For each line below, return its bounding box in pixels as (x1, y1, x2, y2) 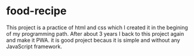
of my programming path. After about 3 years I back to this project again (6, 30, 184, 37)
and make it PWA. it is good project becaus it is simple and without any (6, 36, 180, 43)
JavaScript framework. (6, 43, 63, 50)
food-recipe (6, 4, 67, 18)
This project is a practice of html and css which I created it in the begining (6, 24, 188, 31)
